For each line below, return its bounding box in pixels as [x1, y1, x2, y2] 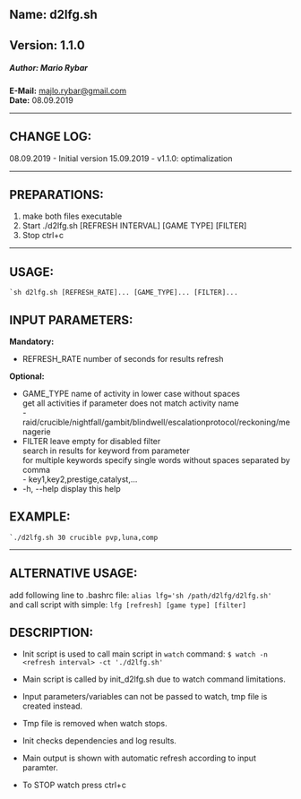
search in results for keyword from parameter [21, 445, 190, 456]
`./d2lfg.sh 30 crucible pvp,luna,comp [9, 533, 159, 542]
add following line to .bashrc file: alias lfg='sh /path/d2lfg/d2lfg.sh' [9, 589, 272, 600]
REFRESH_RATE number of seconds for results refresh [21, 354, 224, 364]
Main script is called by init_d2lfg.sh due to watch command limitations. [21, 674, 287, 684]
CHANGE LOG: [9, 129, 92, 144]
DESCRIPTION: [9, 625, 94, 640]
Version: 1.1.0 [9, 38, 85, 53]
